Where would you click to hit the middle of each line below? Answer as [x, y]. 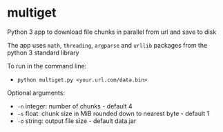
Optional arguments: [36, 93]
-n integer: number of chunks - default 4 [75, 106]
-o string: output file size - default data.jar [77, 121]
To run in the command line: [47, 66]
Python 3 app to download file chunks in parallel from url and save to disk [112, 32]
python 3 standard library [43, 53]
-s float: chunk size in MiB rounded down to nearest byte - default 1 [113, 113]
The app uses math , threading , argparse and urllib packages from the [107, 45]
